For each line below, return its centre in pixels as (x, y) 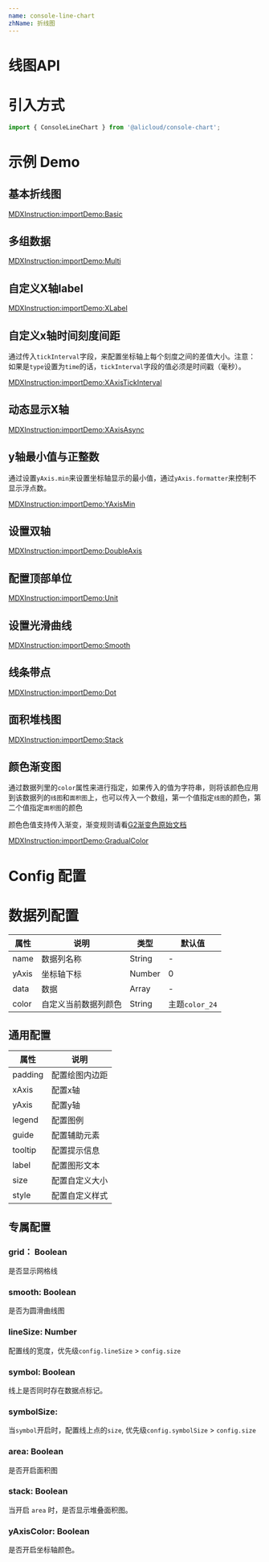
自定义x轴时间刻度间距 (64, 336)
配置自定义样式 (79, 1196)
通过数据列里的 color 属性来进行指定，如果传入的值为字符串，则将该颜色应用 (133, 788)
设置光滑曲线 (40, 625)
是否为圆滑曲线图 (37, 1310)
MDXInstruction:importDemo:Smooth (69, 645)
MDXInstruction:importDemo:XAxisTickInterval (85, 382)
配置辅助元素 (75, 1136)
